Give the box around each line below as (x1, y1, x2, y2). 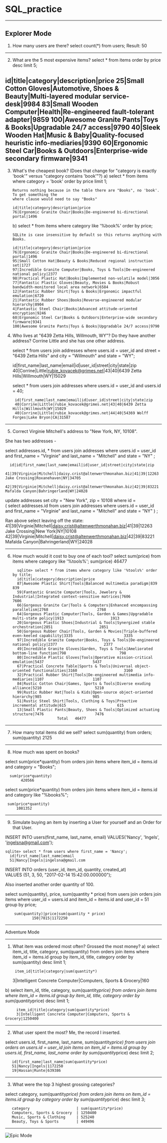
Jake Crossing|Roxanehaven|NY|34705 (5, 475, 81, 481)
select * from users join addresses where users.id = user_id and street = (12, 347, 161, 353)
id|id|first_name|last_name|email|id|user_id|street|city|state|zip (9, 462, 155, 467)
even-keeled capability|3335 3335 (12, 633, 133, 638)
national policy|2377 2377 (12, 642, 113, 647)
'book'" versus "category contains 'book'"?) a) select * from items (12, 173, 148, 179)
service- (102, 92, 130, 101)
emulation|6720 (12, 293, 44, 298)
